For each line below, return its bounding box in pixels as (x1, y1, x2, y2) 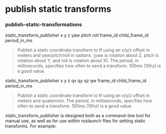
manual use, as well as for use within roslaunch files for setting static (5, 118, 146, 124)
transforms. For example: (5, 123, 56, 129)
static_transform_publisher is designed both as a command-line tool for (5, 113, 151, 119)
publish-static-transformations (5, 21, 82, 28)
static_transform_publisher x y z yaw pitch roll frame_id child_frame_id (5, 32, 149, 38)
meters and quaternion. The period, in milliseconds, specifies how (17, 98, 153, 104)
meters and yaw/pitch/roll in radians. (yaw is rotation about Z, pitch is (17, 52, 159, 58)
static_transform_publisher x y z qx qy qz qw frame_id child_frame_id (5, 78, 147, 84)
